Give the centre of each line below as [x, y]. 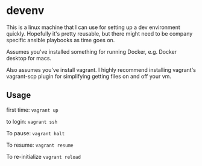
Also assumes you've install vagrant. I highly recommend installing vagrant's [101, 69]
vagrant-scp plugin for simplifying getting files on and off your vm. [89, 76]
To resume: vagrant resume [40, 145]
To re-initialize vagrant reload [44, 156]
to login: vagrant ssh [32, 121]
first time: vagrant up [32, 110]
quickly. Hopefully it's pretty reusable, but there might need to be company [99, 33]
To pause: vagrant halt [36, 133]
